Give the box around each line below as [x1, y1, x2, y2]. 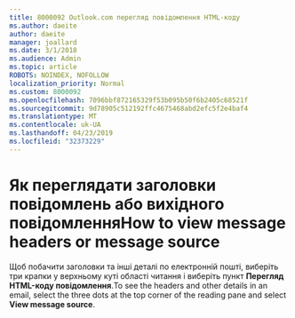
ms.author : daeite [9, 21, 77, 30]
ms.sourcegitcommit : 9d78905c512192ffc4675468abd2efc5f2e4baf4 [9, 104, 249, 113]
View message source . [9, 298, 96, 309]
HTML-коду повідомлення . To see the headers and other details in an [9, 280, 268, 290]
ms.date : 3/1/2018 [9, 46, 77, 55]
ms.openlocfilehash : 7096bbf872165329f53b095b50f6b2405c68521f [9, 95, 249, 105]
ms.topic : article [9, 63, 77, 72]
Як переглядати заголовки [9, 175, 217, 195]
